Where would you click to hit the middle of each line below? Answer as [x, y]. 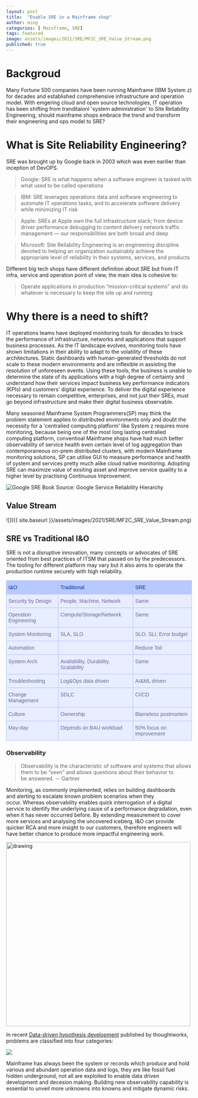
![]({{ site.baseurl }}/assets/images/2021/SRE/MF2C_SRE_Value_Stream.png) [99, 520]
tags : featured [25, 34]
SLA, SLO [72, 634]
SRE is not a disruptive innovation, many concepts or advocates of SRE [92, 553]
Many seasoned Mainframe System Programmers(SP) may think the [88, 413]
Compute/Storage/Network [91, 615]
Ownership [73, 714]
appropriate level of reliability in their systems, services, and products [105, 257]
